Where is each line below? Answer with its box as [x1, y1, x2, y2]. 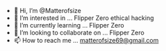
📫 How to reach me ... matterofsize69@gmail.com [13, 37, 159, 44]
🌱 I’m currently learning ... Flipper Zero [13, 21, 124, 29]
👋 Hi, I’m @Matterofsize [13, 7, 81, 14]
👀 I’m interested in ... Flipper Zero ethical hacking [13, 14, 154, 22]
